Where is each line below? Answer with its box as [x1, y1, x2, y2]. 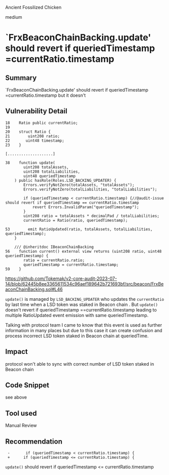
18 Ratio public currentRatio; [5, 120, 78, 126]
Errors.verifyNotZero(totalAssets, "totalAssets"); [23, 182, 135, 187]
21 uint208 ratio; [5, 134, 60, 139]
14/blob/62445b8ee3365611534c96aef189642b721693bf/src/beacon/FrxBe [5, 281, 164, 287]
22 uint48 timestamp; [5, 138, 65, 143]
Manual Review [5, 422, 37, 428]
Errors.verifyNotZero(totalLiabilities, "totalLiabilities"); [23, 187, 157, 192]
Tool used [5, 409, 37, 417]
